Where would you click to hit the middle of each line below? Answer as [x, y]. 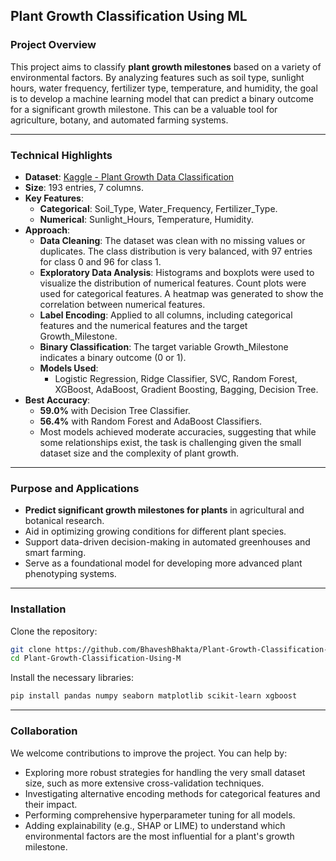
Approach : [47, 230]
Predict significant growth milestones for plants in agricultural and [164, 510]
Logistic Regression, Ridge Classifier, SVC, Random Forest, [176, 378]
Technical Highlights [61, 155]
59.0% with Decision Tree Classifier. [115, 410]
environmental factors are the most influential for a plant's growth [159, 836]
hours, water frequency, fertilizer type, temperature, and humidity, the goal [164, 88]
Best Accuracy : [57, 400]
